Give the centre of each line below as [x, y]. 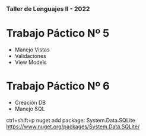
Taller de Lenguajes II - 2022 [48, 9]
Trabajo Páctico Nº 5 [58, 33]
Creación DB [30, 102]
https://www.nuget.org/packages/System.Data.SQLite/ [73, 127]
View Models [31, 62]
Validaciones [30, 56]
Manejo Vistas [32, 50]
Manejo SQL [30, 109]
